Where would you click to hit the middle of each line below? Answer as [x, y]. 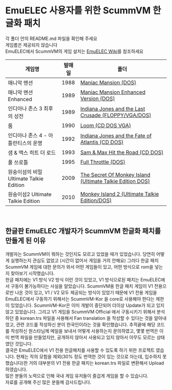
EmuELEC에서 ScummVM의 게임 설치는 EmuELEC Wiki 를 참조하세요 [74, 51]
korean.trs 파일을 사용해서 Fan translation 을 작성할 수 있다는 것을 [87, 318]
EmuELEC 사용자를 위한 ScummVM [78, 11]
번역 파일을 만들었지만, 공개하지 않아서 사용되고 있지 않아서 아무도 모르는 [83, 337]
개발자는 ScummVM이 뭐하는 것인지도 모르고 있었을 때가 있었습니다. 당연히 [80, 254]
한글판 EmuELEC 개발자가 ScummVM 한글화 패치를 [83, 231]
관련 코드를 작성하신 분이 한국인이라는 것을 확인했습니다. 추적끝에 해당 [86, 324]
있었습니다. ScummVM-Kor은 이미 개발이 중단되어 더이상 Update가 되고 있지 [88, 305]
